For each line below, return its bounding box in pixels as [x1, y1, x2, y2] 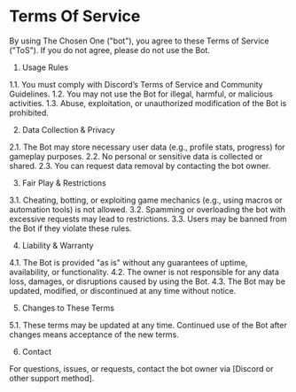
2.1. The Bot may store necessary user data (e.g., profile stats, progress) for [9, 142, 285, 152]
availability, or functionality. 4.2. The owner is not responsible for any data [9, 266, 279, 277]
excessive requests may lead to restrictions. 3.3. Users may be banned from [9, 213, 288, 224]
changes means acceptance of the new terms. [9, 329, 179, 340]
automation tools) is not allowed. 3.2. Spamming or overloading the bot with [9, 204, 286, 214]
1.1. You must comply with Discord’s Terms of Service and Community [9, 79, 263, 89]
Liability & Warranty [21, 240, 94, 250]
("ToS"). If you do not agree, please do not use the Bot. [9, 44, 211, 55]
